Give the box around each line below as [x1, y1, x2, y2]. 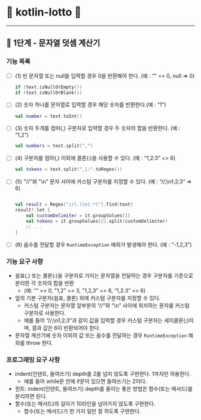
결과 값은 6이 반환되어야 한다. [32, 324, 100, 331]
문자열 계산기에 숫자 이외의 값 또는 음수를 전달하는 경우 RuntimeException [14, 332, 187, 339]
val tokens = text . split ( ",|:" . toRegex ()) [14, 167, 123, 173]
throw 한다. [26, 339, 53, 346]
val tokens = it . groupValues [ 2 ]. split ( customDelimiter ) [26, 218, 168, 224]
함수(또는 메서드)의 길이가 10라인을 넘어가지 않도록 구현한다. [14, 400, 156, 407]
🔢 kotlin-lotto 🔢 [6, 5, 82, 19]
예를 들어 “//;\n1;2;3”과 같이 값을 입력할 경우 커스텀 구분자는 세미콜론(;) [23, 317, 189, 324]
